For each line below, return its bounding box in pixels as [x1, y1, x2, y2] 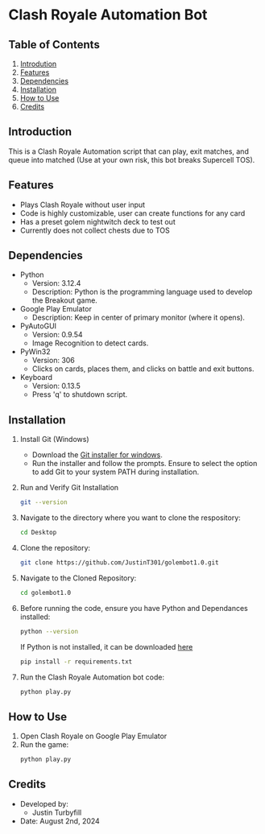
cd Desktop [19, 529, 57, 537]
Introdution [19, 59, 57, 68]
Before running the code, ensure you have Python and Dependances [19, 603, 248, 613]
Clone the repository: [19, 543, 91, 552]
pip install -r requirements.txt [19, 658, 133, 666]
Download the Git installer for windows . [31, 450, 163, 460]
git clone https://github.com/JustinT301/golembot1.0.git [19, 559, 219, 567]
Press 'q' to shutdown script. [31, 390, 128, 399]
